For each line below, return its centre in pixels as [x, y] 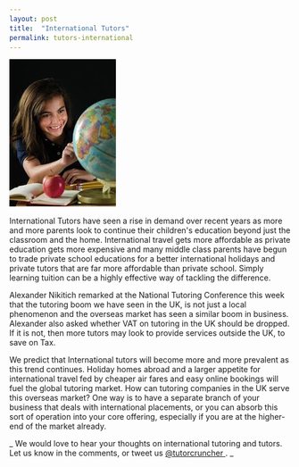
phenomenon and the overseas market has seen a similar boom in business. [149, 314]
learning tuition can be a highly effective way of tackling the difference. [140, 278]
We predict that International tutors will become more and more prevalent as [149, 360]
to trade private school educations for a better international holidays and [142, 259]
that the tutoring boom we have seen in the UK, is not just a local [128, 304]
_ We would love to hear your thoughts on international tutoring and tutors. [146, 444]
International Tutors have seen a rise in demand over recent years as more [146, 221]
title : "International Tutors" [69, 28]
